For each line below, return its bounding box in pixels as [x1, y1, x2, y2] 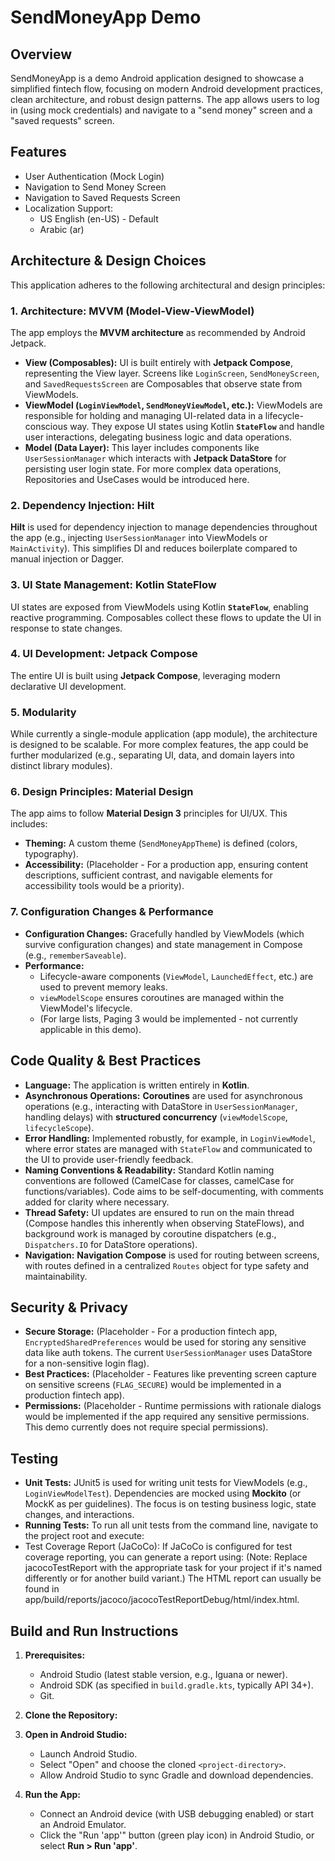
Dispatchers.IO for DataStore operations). [24, 1238, 198, 1250]
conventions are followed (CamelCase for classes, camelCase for [24, 1174, 295, 1186]
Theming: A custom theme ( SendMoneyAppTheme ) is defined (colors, [24, 837, 298, 850]
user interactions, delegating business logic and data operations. [24, 431, 293, 443]
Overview [10, 46, 73, 63]
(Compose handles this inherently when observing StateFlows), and [24, 1217, 305, 1229]
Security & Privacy [10, 1299, 129, 1316]
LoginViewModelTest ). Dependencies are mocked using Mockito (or [24, 1487, 302, 1500]
